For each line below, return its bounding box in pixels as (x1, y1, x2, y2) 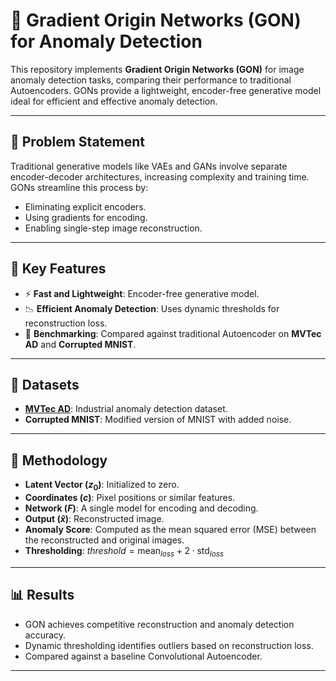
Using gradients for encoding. (24, 211, 148, 223)
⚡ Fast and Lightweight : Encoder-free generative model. (24, 287, 260, 299)
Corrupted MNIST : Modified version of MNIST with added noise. (24, 414, 292, 426)
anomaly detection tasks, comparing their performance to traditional (10, 74, 292, 86)
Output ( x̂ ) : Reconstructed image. (24, 512, 165, 524)
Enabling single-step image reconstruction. (24, 222, 203, 234)
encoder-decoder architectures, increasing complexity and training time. (10, 170, 310, 183)
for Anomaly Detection (10, 30, 203, 53)
